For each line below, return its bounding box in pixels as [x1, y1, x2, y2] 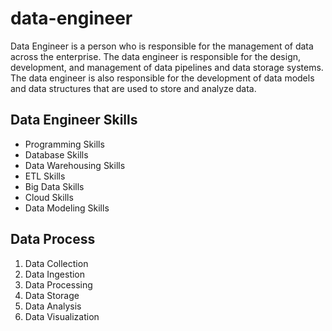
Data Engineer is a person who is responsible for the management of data [10, 40, 314, 52]
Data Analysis [24, 300, 82, 312]
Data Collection [24, 257, 89, 269]
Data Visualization [24, 310, 100, 322]
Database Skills [24, 148, 89, 161]
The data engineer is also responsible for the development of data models [10, 72, 315, 84]
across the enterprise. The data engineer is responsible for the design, [10, 50, 302, 62]
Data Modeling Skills [24, 202, 110, 214]
